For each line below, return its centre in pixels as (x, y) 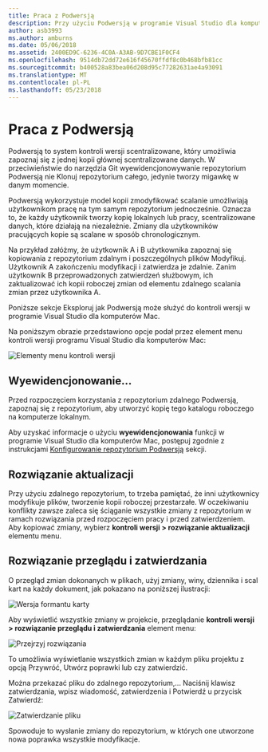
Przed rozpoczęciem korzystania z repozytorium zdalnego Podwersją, (123, 400)
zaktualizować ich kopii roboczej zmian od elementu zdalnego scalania (124, 284)
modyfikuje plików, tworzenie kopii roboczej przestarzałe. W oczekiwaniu (128, 502)
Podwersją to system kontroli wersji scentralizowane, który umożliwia (122, 152)
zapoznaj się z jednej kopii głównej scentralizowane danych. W (112, 159)
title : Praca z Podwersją (51, 16)
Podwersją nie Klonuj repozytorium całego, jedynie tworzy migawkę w (124, 177)
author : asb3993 (35, 30)
